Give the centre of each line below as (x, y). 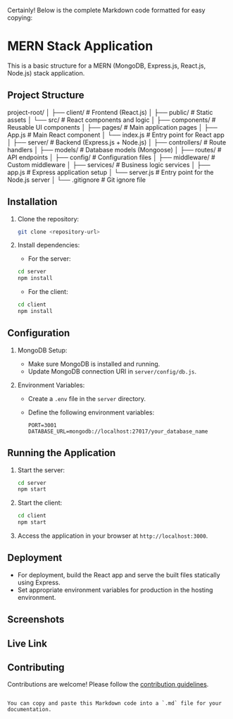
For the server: (49, 259)
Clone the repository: (48, 219)
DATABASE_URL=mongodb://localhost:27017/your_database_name (118, 431)
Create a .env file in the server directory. (87, 398)
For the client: (48, 292)
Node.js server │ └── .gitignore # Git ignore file (77, 180)
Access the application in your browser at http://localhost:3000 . (113, 536)
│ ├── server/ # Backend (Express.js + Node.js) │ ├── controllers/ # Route (117, 142)
